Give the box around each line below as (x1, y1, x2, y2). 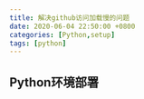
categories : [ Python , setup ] (9, 30, 116, 39)
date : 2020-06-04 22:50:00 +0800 (9, 22, 136, 31)
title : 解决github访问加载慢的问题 (9, 13, 130, 23)
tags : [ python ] (9, 38, 67, 48)
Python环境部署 (9, 74, 100, 90)
